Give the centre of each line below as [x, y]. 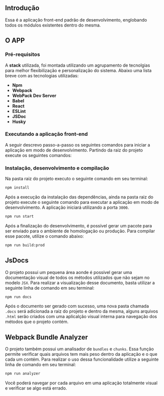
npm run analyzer [23, 374]
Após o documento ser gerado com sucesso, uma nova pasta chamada [77, 306]
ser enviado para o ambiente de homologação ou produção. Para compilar [80, 231]
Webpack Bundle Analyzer [47, 337]
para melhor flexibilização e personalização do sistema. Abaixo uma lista [78, 70]
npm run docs [18, 297]
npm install [17, 188]
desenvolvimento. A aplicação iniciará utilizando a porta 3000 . [67, 207]
